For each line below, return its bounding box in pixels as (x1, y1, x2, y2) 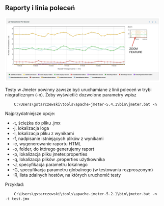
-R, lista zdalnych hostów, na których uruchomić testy (12, 172, 121, 178)
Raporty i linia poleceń (5, 4, 75, 12)
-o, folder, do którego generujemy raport (12, 146, 95, 152)
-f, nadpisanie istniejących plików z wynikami (12, 136, 104, 141)
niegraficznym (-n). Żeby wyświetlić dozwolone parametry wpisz (5, 92, 137, 98)
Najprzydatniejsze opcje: (5, 111, 55, 116)
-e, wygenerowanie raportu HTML (12, 141, 82, 147)
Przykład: (5, 182, 25, 187)
